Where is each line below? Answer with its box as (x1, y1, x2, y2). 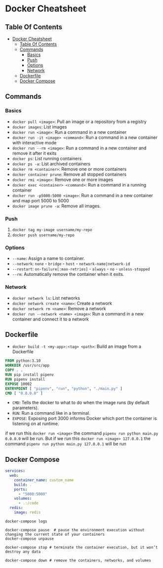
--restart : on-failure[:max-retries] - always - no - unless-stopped (12, 266, 150, 272)
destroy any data (5, 549, 41, 554)
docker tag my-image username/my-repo (12, 227, 92, 232)
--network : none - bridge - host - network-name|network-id (12, 261, 130, 267)
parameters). (12, 405, 39, 411)
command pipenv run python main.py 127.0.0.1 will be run (5, 441, 127, 447)
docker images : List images (12, 124, 67, 129)
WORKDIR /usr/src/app (5, 363, 50, 368)
